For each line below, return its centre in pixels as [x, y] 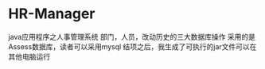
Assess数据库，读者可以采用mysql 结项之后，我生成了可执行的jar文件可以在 [132, 46]
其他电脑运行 [29, 56]
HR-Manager [52, 14]
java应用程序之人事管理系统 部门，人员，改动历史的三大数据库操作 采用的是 [132, 36]
